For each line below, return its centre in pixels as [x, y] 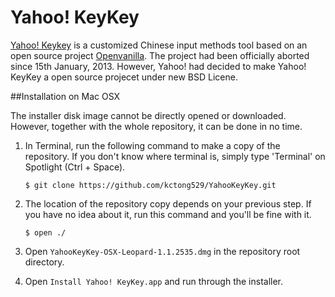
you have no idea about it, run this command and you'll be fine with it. [168, 214]
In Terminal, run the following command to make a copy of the [152, 145]
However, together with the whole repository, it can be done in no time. [156, 126]
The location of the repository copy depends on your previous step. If [168, 203]
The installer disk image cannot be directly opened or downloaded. [148, 115]
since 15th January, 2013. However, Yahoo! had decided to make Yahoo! [158, 66]
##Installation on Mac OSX [65, 96]
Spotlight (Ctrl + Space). [75, 167]
